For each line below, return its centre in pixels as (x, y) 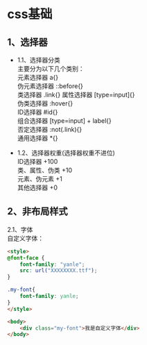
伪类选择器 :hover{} (45, 103)
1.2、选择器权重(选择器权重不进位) (66, 153)
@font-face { (26, 258)
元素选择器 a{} (38, 77)
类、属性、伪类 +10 (45, 170)
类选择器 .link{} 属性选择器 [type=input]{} (76, 95)
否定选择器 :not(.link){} (49, 129)
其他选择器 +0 (37, 187)
